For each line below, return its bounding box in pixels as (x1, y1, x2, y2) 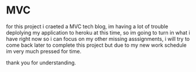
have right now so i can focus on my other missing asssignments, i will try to (6, 35, 190, 42)
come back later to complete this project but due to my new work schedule (6, 42, 187, 49)
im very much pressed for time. (6, 47, 82, 54)
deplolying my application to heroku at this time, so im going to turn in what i (6, 29, 190, 36)
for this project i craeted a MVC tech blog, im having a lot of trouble (6, 23, 169, 30)
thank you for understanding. (6, 59, 76, 66)
